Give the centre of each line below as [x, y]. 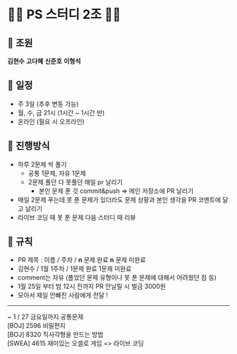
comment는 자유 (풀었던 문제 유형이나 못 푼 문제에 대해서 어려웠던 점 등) [117, 278]
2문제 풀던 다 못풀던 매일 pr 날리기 [75, 182]
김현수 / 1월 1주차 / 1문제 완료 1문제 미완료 [74, 269]
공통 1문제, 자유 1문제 [57, 173]
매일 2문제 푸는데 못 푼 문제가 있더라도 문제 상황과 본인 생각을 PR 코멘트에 [119, 199]
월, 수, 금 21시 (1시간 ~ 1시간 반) [61, 112]
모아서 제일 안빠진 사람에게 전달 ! [62, 295]
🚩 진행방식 [29, 146]
